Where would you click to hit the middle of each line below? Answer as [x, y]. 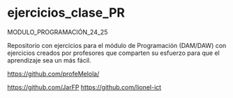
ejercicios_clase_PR [66, 13]
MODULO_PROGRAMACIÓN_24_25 [58, 32]
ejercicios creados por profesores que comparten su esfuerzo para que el [113, 53]
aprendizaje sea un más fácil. [50, 60]
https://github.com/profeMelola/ [53, 74]
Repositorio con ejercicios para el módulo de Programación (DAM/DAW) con [117, 45]
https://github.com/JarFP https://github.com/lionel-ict [84, 87]
